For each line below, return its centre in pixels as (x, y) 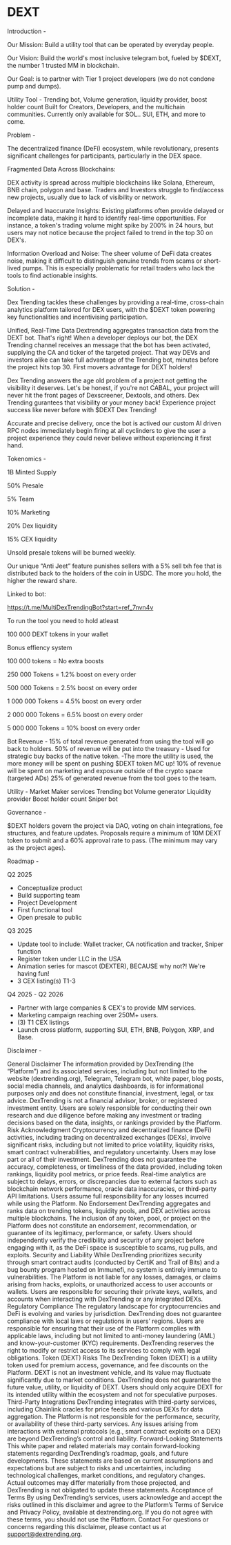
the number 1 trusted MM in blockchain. (63, 65)
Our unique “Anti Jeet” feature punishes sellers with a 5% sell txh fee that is (114, 566)
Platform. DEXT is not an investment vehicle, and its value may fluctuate (109, 1372)
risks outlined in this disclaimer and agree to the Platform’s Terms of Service (115, 1504)
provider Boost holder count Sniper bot (63, 799)
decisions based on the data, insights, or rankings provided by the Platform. (115, 1122)
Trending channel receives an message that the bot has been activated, (109, 345)
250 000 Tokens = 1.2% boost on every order (72, 674)
